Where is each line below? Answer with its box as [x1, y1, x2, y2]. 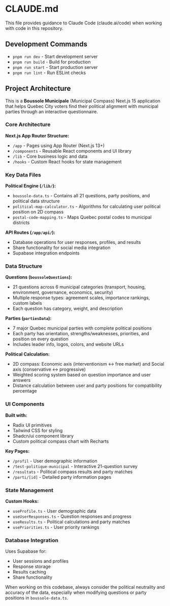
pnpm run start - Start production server [12, 64, 98, 70]
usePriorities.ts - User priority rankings [12, 524, 99, 530]
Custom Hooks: [5, 498, 39, 505]
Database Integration [5, 537, 58, 544]
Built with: [5, 412, 27, 418]
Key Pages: [5, 448, 30, 454]
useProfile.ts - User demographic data [12, 508, 96, 514]
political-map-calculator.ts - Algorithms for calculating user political [12, 203, 161, 209]
